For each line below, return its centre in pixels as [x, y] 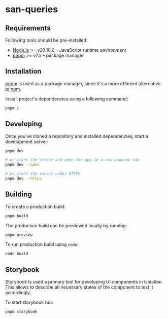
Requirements [28, 28]
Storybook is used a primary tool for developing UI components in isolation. [84, 282]
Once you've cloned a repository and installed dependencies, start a [77, 136]
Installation [23, 71]
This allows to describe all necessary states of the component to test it [79, 287]
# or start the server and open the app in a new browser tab [72, 160]
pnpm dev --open [22, 165]
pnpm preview [19, 235]
